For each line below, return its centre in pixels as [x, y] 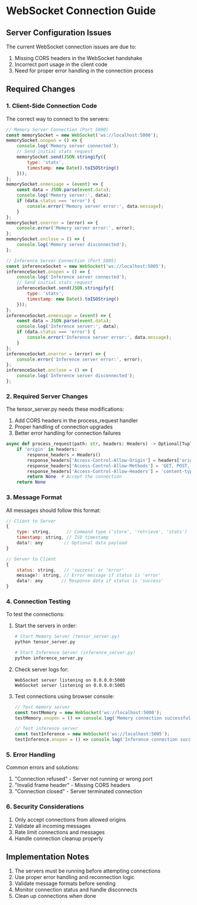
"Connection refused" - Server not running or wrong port [84, 779]
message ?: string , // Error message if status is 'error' [89, 576]
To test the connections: [35, 615]
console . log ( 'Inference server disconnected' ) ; [76, 376]
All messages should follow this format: [54, 510]
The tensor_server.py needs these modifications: [65, 409]
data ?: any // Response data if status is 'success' [90, 581]
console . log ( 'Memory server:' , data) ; [64, 196]
